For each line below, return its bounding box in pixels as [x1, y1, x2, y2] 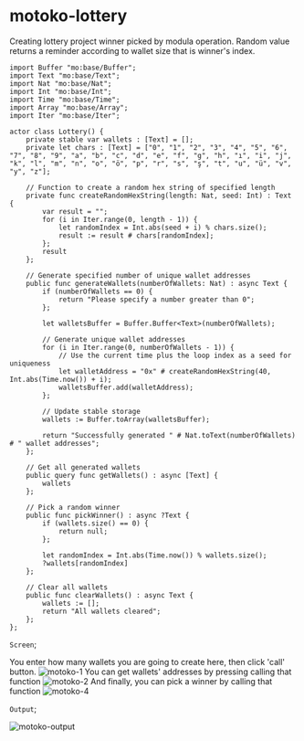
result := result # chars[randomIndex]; [58, 230, 215, 240]
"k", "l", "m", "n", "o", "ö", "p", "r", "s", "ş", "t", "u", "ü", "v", [9, 159, 292, 168]
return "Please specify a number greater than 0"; [58, 294, 256, 304]
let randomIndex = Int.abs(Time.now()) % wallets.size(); [42, 550, 267, 560]
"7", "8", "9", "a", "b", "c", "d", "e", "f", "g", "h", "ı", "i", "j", [9, 151, 292, 160]
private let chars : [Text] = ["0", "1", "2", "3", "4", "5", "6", [26, 143, 288, 152]
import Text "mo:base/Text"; [9, 70, 121, 80]
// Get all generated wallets [26, 462, 142, 471]
